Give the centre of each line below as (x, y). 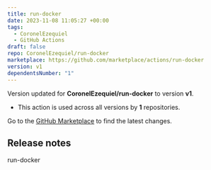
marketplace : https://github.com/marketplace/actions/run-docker (105, 60)
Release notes (39, 143)
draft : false (27, 47)
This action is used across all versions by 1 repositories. (99, 107)
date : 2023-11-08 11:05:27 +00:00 (58, 21)
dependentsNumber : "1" (41, 73)
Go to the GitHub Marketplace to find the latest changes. (90, 120)
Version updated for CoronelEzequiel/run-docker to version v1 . (101, 93)
